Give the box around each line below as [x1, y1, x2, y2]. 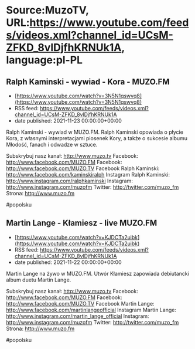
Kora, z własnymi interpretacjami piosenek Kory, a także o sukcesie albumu [6, 135, 188, 141]
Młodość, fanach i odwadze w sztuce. [6, 141, 98, 148]
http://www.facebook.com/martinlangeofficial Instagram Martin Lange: [6, 306, 177, 313]
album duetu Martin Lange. [6, 276, 71, 283]
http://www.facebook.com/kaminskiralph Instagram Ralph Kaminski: [6, 171, 170, 178]
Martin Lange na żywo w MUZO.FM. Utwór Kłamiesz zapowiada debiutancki [6, 270, 189, 277]
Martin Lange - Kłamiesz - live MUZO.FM [6, 218, 158, 228]
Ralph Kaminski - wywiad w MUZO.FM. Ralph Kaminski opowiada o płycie [6, 128, 183, 135]
